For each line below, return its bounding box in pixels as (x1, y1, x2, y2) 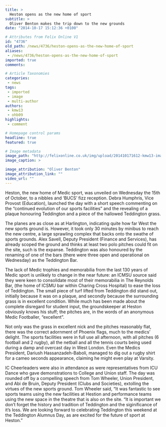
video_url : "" (5, 176, 35, 181)
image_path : (5, 153, 30, 158)
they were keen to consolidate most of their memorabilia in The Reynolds (5, 277, 154, 283)
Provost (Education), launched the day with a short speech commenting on (5, 200, 158, 206)
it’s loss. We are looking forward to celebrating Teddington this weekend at (5, 407, 157, 413)
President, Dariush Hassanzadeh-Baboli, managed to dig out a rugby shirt (5, 350, 156, 356)
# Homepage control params (5, 131, 61, 136)
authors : (5, 103, 23, 108)
